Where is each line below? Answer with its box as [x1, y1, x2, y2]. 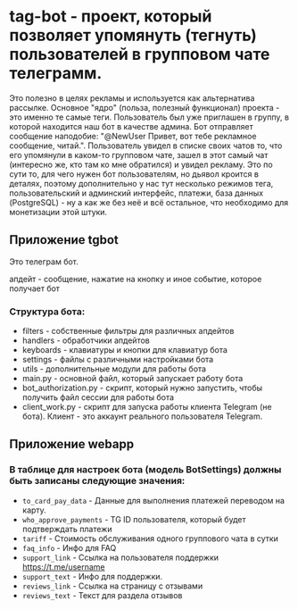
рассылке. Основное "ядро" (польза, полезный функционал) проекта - [9, 102, 280, 113]
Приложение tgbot [9, 232, 119, 247]
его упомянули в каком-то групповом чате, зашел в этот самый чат [9, 149, 269, 160]
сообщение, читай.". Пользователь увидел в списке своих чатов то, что [9, 140, 283, 151]
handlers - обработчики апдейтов [21, 335, 150, 346]
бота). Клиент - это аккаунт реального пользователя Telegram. [21, 411, 263, 421]
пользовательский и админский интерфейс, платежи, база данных [9, 188, 264, 198]
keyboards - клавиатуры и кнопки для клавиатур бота [21, 345, 228, 355]
